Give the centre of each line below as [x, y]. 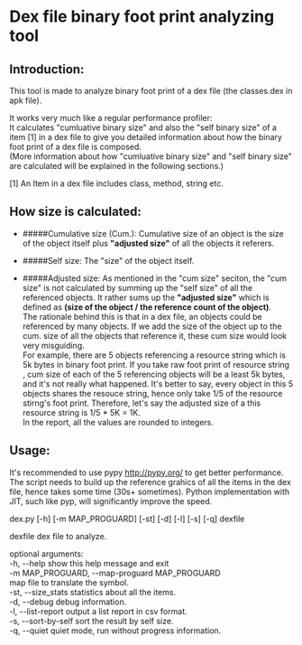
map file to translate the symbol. [69, 582]
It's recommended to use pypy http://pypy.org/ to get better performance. [146, 472]
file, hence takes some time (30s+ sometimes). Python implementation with [150, 491]
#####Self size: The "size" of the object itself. [108, 260]
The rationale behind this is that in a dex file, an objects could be [142, 316]
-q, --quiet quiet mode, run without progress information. [115, 631]
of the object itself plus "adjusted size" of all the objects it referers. [148, 243]
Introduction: [47, 69]
